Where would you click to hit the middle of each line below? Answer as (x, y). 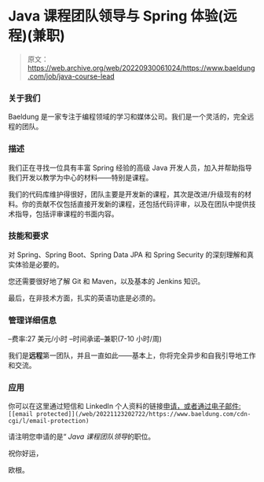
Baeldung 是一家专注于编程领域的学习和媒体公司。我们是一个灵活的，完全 (128, 117)
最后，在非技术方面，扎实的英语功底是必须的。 (84, 298)
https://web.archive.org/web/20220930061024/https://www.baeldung (141, 68)
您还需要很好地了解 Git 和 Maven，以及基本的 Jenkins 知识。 (106, 281)
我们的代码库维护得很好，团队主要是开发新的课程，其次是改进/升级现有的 (126, 194)
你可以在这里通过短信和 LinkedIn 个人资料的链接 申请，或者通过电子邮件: (125, 407)
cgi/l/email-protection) (49, 421)
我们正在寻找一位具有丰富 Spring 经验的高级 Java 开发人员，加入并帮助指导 (130, 167)
